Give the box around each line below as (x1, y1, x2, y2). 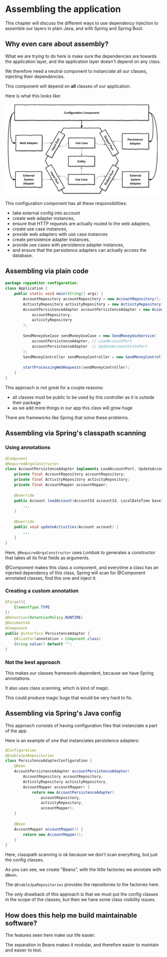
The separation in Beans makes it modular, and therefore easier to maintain (5, 942, 159, 948)
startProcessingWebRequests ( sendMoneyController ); (23, 365, 130, 370)
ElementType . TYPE (14, 605, 50, 610)
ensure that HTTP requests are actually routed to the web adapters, (12, 220, 151, 226)
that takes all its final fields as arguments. (5, 555, 90, 561)
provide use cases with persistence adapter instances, (12, 241, 124, 248)
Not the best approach (5, 659, 61, 666)
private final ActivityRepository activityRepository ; (14, 477, 130, 482)
